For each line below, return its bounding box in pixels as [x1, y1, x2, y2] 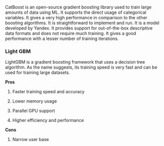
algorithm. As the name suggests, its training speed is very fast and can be [5, 64, 158, 71]
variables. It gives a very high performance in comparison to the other [5, 15, 148, 20]
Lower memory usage [12, 98, 57, 104]
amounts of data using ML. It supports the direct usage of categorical [5, 9, 147, 15]
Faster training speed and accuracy [12, 89, 85, 95]
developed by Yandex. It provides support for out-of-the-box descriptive [5, 25, 153, 31]
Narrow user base [12, 137, 49, 143]
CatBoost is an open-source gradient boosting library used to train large [5, 4, 152, 10]
